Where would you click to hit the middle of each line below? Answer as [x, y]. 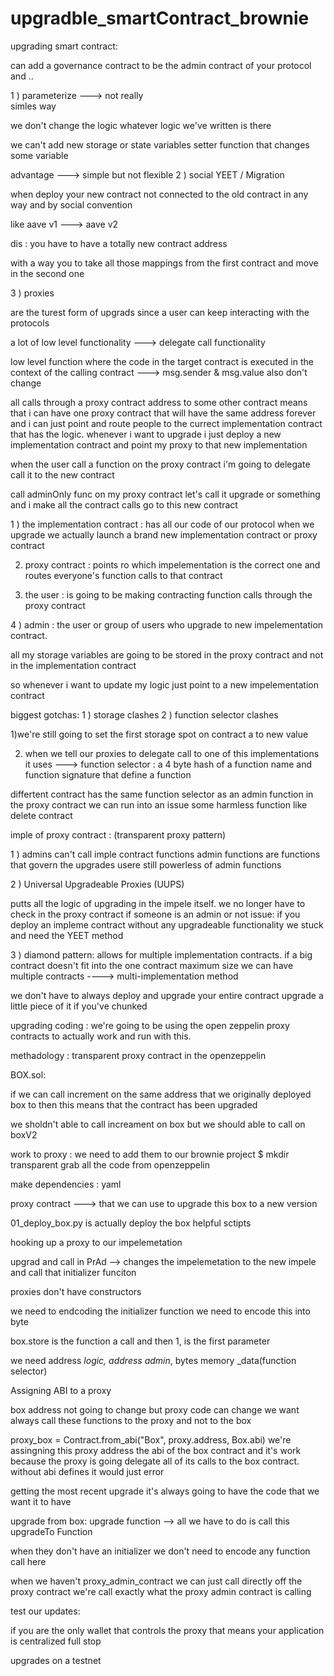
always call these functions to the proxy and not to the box [131, 1420]
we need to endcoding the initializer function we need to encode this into [160, 1311]
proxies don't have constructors [76, 1291]
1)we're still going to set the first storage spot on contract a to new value [159, 734]
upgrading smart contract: [64, 46]
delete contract [41, 815]
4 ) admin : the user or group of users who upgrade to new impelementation [167, 624]
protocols [30, 323]
